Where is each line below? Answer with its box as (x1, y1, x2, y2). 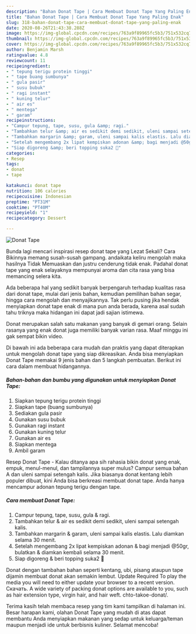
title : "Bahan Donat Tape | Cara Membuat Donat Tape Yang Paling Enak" (6, 14, 184, 20)
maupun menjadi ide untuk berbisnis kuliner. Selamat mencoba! (6, 621, 159, 628)
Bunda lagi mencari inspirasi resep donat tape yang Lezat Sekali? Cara (6, 248, 176, 255)
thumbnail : (6, 36, 33, 42)
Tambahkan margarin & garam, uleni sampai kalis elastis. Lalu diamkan (14, 530, 184, 537)
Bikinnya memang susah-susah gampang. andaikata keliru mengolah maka (6, 254, 186, 261)
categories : (6, 150, 35, 156)
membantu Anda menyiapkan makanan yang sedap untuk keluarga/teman (6, 615, 184, 622)
